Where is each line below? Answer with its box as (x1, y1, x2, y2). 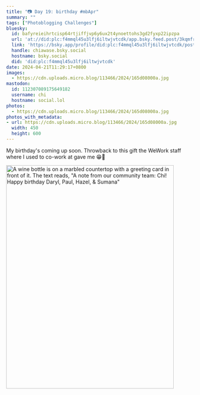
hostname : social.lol (11, 97, 65, 103)
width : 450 (11, 125, 39, 131)
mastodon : (6, 81, 31, 87)
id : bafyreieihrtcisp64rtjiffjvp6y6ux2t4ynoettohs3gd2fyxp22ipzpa (11, 31, 180, 37)
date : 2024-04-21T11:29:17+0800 (6, 64, 86, 70)
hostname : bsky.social (11, 53, 68, 59)
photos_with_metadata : (6, 114, 62, 120)
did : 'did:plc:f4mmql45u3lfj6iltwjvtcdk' (11, 58, 116, 64)
